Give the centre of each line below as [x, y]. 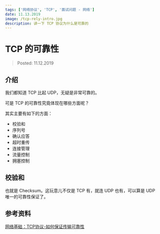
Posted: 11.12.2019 [35, 63]
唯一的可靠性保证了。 [27, 197]
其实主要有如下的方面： [29, 113]
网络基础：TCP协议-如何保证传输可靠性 [45, 226]
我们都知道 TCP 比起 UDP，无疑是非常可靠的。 [52, 92]
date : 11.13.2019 [23, 14]
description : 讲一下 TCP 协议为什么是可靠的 [47, 23]
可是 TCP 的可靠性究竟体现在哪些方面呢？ [47, 103]
